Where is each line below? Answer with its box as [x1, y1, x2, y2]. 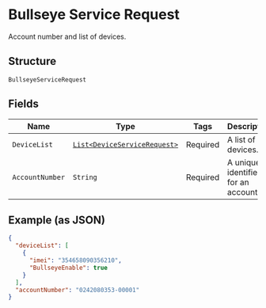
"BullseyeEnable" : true [28, 264, 108, 272]
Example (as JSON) [8, 213, 105, 226]
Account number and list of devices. [8, 32, 127, 41]
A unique [226, 157, 261, 168]
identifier [226, 166, 261, 177]
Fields [8, 97, 40, 111]
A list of [226, 134, 256, 145]
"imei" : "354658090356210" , [28, 257, 123, 264]
